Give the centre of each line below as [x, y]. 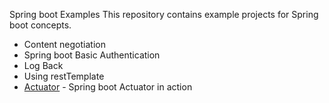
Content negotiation [64, 44]
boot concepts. [40, 25]
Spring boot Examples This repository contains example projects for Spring [164, 14]
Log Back [43, 65]
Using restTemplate [64, 76]
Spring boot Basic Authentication [92, 55]
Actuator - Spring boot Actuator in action [108, 87]
